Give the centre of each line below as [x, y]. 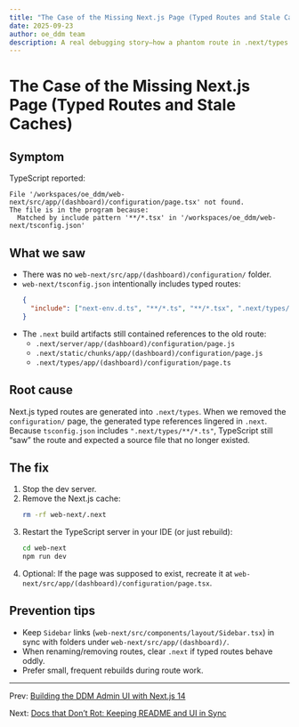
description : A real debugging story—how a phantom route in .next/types [149, 42]
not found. [224, 202]
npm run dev [44, 557]
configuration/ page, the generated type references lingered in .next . [138, 421]
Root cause [41, 390]
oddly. [34, 660]
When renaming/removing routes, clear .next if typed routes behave [147, 651]
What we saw [48, 253]
